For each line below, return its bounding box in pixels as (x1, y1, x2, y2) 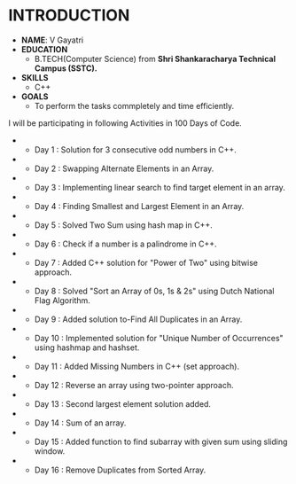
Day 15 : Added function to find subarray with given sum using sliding (34, 436, 288, 447)
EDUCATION (20, 43, 68, 54)
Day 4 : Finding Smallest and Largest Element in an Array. (34, 200, 245, 211)
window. (34, 445, 66, 457)
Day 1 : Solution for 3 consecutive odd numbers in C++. (34, 144, 237, 155)
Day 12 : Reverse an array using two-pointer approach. (34, 379, 234, 390)
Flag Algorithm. (34, 294, 90, 306)
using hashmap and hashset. (34, 342, 140, 353)
